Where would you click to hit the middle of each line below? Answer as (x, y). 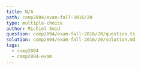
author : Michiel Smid (33, 28)
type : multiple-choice (34, 23)
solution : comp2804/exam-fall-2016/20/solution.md (71, 40)
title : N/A (20, 12)
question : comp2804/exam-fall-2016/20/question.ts (71, 34)
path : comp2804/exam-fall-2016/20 (49, 17)
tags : (13, 46)
